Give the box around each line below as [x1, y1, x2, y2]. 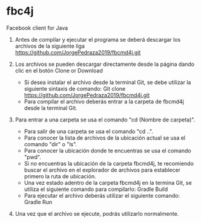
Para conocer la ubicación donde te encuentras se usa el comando [24, 147, 192, 154]
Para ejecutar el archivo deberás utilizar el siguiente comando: [24, 192, 180, 199]
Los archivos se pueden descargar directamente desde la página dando [15, 60, 195, 68]
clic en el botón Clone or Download [15, 66, 103, 74]
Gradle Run [24, 198, 53, 205]
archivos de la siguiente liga [15, 42, 85, 50]
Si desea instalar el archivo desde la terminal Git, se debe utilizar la [24, 79, 191, 86]
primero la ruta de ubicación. [24, 172, 96, 179]
